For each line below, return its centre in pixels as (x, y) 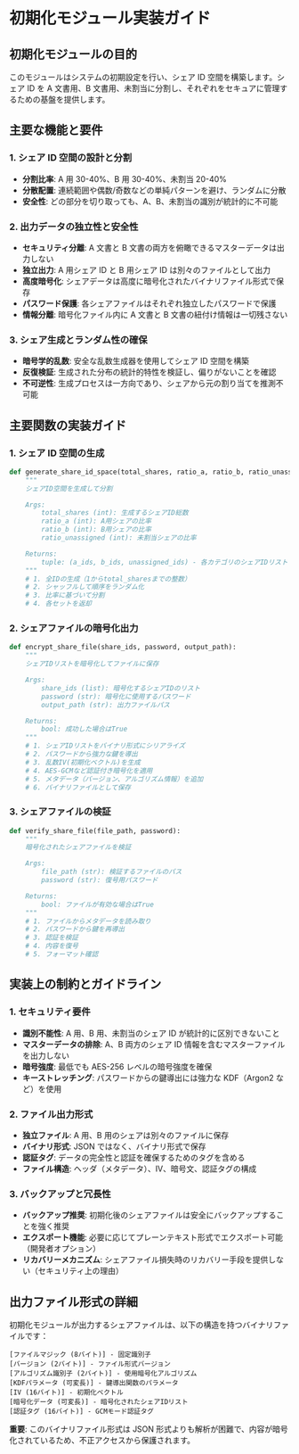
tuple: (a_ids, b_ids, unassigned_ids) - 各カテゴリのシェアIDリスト (165, 562)
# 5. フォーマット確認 (62, 954)
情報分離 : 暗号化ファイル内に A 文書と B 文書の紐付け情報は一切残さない (155, 314)
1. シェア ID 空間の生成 (57, 453)
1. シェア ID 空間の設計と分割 (70, 158)
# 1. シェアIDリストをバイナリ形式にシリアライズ (105, 746)
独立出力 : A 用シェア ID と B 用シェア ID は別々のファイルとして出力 (146, 269)
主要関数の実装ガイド (68, 425)
